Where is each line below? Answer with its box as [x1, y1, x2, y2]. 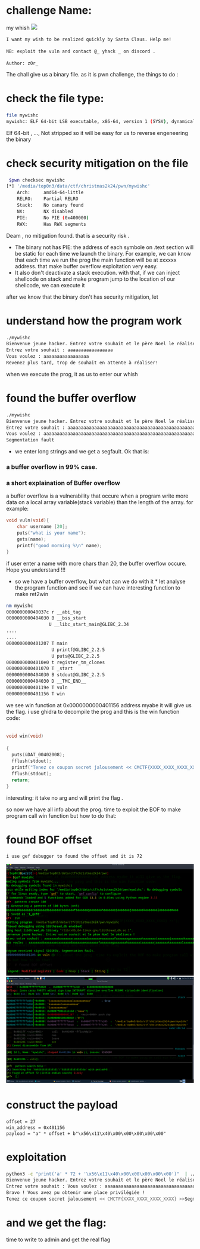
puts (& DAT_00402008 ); [11, 752, 65, 758]
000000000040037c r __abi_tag [6, 609, 82, 615]
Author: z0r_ [6, 60, 39, 66]
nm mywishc [6, 603, 33, 609]
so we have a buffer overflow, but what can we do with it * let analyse [14, 578, 186, 585]
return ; [11, 777, 31, 783]
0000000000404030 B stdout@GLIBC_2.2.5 [6, 672, 105, 678]
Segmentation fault [6, 437, 55, 443]
